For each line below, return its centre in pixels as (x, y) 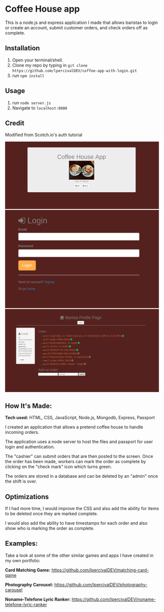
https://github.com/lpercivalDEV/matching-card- (100, 570)
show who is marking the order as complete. (50, 528)
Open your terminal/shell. (38, 60)
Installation (22, 48)
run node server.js (31, 102)
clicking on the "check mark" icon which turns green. (59, 467)
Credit (15, 123)
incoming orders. (22, 432)
